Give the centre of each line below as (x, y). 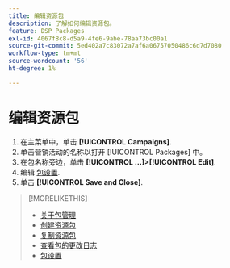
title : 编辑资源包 (36, 16)
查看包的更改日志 (69, 245)
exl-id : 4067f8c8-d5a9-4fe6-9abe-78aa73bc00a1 (88, 38)
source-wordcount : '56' (48, 61)
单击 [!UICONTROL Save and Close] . (82, 182)
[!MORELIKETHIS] (58, 198)
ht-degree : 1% (32, 69)
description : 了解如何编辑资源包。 (62, 23)
